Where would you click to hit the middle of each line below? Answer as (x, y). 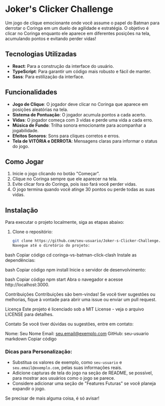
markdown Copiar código (31, 339)
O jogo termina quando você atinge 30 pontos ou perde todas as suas (83, 190)
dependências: (20, 260)
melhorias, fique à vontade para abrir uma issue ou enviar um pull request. (81, 299)
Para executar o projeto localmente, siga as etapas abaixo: (65, 222)
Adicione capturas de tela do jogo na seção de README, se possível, (82, 373)
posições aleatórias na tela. (40, 109)
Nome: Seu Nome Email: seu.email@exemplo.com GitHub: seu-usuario (77, 333)
